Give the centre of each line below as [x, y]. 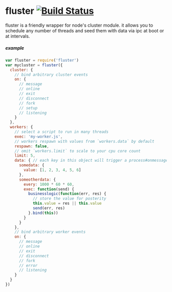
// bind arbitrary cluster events [51, 74]
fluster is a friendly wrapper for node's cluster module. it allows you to [79, 25]
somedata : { [31, 165]
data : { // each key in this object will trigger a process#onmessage [91, 161]
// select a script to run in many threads [62, 132]
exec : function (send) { [49, 189]
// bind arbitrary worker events [50, 232]
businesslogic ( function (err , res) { [67, 194]
